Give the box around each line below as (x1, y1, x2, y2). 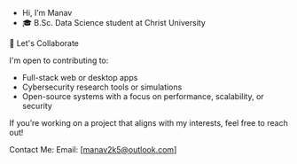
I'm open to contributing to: (9, 55, 109, 66)
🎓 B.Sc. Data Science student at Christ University (21, 18, 206, 27)
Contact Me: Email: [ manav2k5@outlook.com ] (9, 144, 177, 154)
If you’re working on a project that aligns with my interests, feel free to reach (9, 118, 288, 128)
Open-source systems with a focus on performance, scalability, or (21, 91, 264, 101)
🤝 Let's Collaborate (9, 38, 80, 48)
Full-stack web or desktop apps (21, 73, 138, 82)
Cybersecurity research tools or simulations (21, 82, 183, 92)
